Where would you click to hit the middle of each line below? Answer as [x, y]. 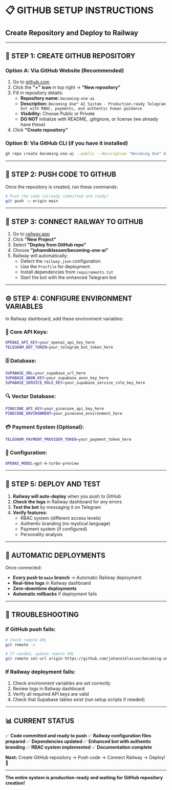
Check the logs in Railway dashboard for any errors [67, 502]
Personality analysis [41, 535]
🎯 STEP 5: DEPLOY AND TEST [53, 484]
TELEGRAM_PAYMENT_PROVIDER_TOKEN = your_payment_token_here [68, 440]
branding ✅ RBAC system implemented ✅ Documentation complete [79, 747]
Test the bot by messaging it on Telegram [57, 507]
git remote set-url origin [34, 659]
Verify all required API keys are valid [51, 694]
